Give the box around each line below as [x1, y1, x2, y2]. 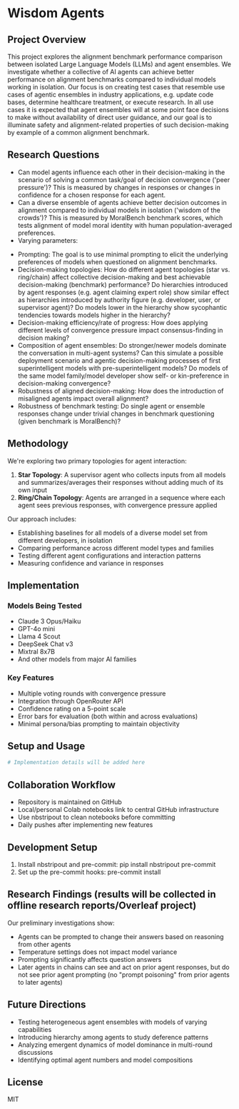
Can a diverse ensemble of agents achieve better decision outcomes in [17, 198, 227, 206]
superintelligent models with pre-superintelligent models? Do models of [17, 363, 228, 372]
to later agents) [17, 978, 63, 986]
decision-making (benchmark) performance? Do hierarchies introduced [17, 280, 228, 288]
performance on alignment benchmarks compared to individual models [7, 75, 216, 84]
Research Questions [7, 149, 100, 161]
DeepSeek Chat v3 [17, 640, 73, 648]
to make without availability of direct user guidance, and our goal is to [7, 113, 213, 121]
